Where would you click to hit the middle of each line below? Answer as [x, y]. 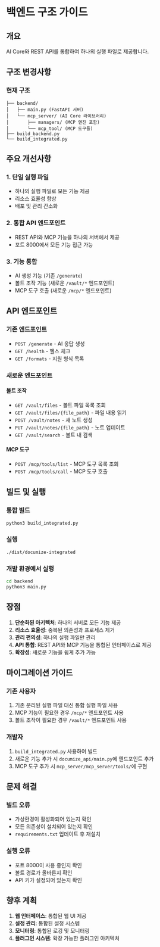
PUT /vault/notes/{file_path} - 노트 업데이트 [70, 427]
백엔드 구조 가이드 [47, 12]
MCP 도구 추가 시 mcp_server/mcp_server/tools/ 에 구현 [81, 766]
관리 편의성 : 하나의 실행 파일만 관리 [55, 637]
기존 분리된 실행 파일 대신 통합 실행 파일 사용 [66, 705]
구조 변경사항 [29, 72]
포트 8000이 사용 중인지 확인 [48, 865]
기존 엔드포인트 [27, 329]
